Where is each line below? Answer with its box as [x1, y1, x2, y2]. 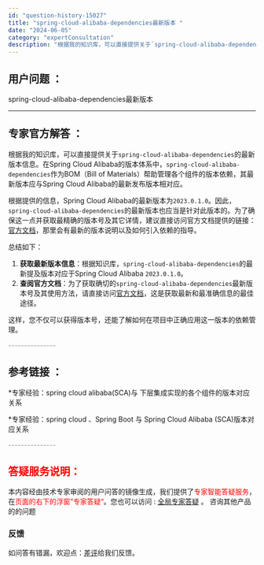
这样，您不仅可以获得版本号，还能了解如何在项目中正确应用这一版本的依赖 [8, 314, 249, 324]
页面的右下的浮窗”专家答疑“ [15, 497, 104, 507]
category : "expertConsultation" [8, 33, 114, 42]
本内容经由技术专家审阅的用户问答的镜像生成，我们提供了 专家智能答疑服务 [8, 487, 249, 496]
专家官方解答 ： [8, 127, 83, 140]
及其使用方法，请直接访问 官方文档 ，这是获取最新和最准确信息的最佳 [33, 288, 254, 298]
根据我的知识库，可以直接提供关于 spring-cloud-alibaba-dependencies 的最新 [8, 149, 255, 158]
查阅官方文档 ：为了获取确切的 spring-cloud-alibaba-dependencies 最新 [19, 278, 247, 288]
